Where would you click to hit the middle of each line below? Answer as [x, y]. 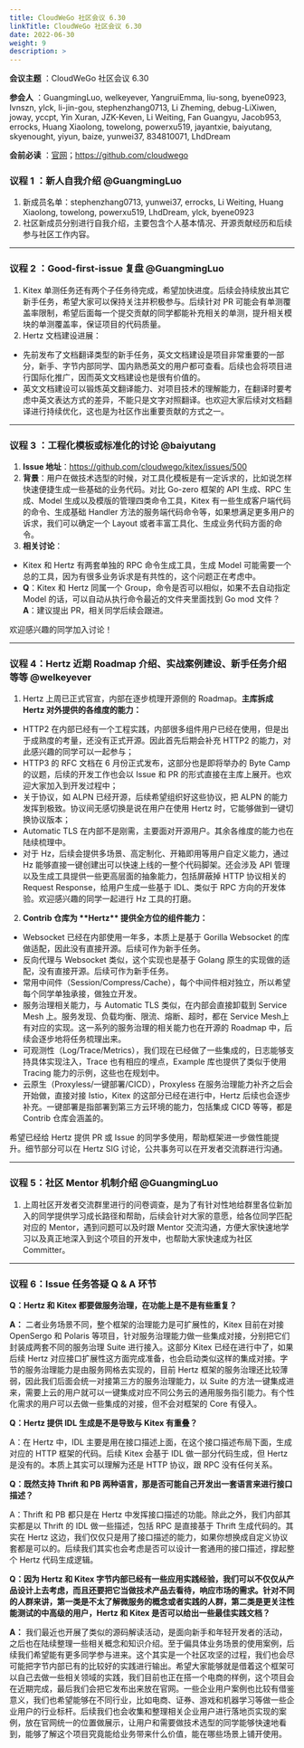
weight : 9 [28, 43]
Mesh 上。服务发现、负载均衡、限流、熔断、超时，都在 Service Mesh [152, 1016]
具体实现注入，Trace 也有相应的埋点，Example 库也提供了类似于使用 [158, 1062]
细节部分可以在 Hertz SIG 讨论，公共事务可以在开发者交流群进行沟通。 [156, 1149]
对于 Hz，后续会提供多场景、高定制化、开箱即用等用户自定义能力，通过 [156, 854]
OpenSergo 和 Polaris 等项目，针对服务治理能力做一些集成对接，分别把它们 [150, 1335]
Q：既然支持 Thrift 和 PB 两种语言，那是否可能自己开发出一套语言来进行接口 [151, 1484]
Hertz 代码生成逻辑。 [59, 1559]
